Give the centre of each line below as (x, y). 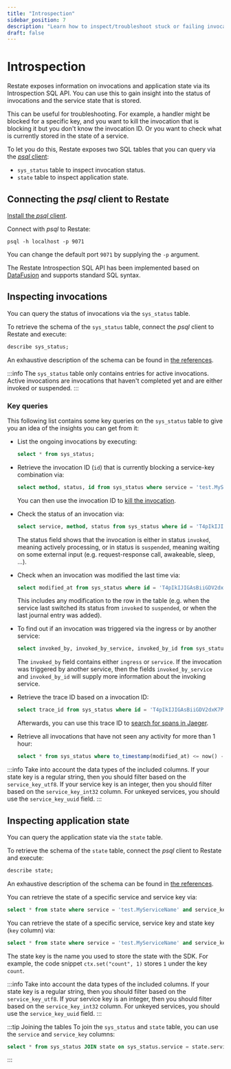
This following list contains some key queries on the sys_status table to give (115, 421)
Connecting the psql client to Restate (88, 199)
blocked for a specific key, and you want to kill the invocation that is (103, 121)
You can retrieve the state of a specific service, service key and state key (111, 923)
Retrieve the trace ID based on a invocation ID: (83, 697)
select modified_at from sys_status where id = (87, 588)
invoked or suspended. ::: (43, 388)
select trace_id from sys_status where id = (82, 710)
